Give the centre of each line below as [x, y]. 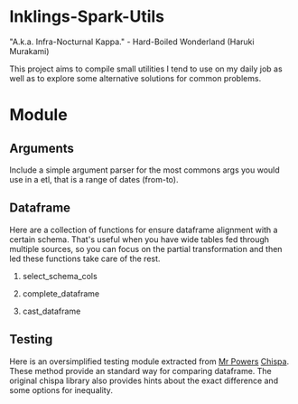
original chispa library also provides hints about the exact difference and [144, 381]
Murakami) [29, 51]
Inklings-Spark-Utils [87, 17]
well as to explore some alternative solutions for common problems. [135, 78]
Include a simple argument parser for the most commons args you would [144, 170]
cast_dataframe [51, 311]
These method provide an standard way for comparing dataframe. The [141, 371]
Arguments [42, 148]
